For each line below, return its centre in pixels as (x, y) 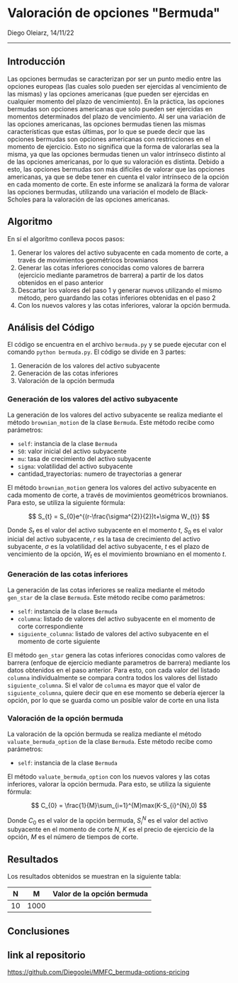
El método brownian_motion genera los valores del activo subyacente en (112, 487)
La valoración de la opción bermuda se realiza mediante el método (104, 734)
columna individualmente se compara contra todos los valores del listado (113, 677)
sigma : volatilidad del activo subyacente (75, 466)
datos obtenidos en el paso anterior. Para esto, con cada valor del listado (114, 670)
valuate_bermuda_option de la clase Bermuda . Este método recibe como (110, 741)
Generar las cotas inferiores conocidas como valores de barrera (111, 267)
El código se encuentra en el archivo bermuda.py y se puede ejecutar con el (117, 345)
